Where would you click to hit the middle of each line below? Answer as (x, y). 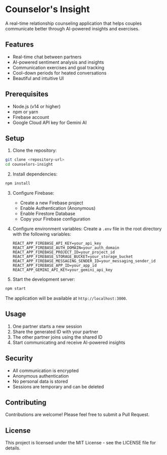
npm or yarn (25, 112)
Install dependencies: (35, 174)
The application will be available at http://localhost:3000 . (66, 298)
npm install (18, 184)
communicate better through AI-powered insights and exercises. (73, 28)
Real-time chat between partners (47, 57)
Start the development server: (44, 279)
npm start (16, 289)
